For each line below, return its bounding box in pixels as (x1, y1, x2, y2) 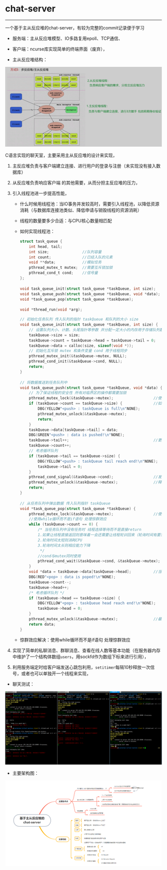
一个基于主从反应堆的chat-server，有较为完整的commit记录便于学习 (5, 24, 145, 30)
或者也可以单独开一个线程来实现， (21, 670, 91, 676)
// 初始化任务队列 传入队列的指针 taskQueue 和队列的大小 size (19, 317, 139, 322)
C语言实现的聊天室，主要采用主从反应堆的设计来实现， (5, 152, 118, 158)
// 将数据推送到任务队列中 (19, 380, 68, 385)
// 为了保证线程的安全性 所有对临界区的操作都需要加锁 (29, 390, 127, 395)
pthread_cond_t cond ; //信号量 (29, 270, 98, 276)
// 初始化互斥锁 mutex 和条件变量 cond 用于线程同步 (29, 348, 128, 353)
